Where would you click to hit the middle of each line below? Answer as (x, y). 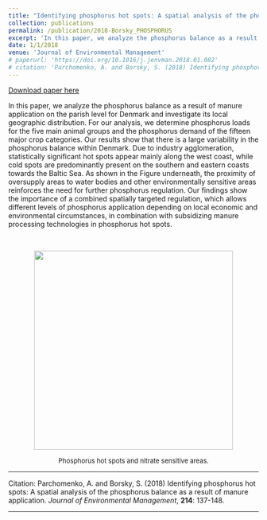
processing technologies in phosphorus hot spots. (90, 224)
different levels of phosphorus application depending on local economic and (133, 207)
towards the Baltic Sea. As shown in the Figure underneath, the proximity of (132, 173)
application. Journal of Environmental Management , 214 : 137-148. (116, 500)
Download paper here (44, 90)
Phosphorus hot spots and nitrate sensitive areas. (133, 460)
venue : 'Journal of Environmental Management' (87, 53)
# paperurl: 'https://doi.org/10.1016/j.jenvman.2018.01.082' (113, 61)
